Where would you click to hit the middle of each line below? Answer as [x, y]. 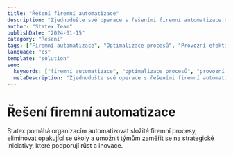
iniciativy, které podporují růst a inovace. [65, 146]
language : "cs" [29, 52]
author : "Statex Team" [40, 26]
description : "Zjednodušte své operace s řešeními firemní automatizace [114, 20]
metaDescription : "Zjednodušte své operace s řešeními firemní [106, 78]
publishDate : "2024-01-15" [46, 33]
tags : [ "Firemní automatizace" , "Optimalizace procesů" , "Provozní [107, 46]
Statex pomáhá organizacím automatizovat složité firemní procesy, [102, 131]
